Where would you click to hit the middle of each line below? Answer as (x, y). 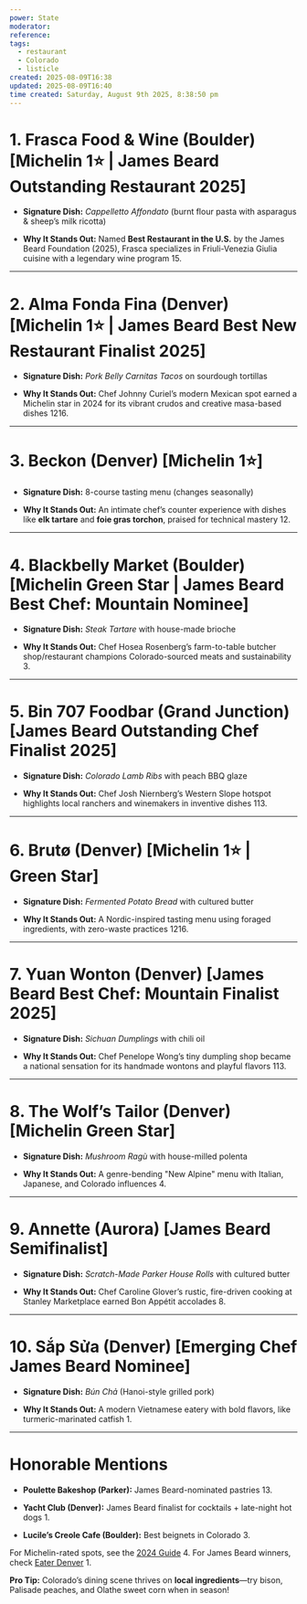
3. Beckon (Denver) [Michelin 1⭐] (136, 460)
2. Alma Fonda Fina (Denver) (120, 304)
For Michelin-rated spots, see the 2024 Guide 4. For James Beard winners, (150, 1552)
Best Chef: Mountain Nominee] (129, 604)
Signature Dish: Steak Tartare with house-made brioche (129, 629)
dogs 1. (36, 1517)
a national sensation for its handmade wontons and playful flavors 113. (154, 1067)
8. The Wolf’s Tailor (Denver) (120, 1112)
